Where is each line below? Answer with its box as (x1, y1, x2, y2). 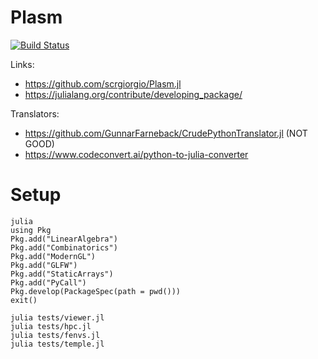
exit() (10, 295, 38, 305)
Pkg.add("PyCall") (10, 277, 87, 288)
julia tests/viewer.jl (10, 312, 105, 323)
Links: (10, 58, 35, 70)
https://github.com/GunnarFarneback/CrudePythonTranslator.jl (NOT (24, 127, 308, 139)
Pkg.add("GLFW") (10, 260, 78, 270)
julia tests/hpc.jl (10, 321, 92, 331)
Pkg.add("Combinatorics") (10, 242, 118, 253)
